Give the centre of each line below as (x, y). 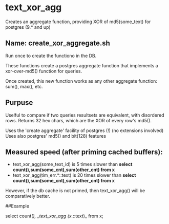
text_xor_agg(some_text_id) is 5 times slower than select (72, 164)
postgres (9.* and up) (28, 27)
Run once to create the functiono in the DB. (51, 55)
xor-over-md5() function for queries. (44, 71)
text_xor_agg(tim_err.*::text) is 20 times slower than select (74, 175)
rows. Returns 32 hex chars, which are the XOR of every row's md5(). (79, 120)
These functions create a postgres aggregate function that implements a (82, 65)
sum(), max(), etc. (24, 86)
